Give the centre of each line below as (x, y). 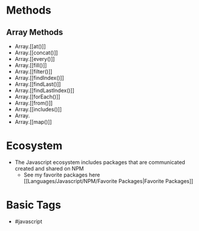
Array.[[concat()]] (36, 53)
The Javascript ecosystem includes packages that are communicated (100, 162)
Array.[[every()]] (35, 59)
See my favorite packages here (62, 175)
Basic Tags (34, 205)
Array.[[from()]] (34, 103)
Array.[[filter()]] (33, 71)
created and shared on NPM (49, 168)
